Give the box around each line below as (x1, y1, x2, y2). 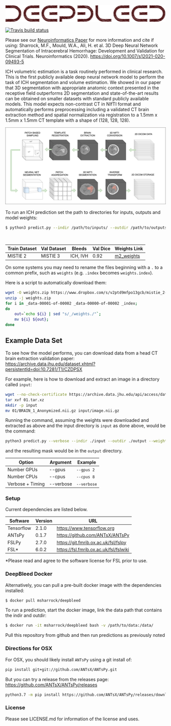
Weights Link (115, 246, 144, 252)
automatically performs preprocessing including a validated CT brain (5, 106, 149, 112)
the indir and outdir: (5, 612, 47, 619)
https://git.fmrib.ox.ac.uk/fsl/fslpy (56, 539, 127, 545)
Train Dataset (7, 246, 37, 252)
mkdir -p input (5, 402, 38, 408)
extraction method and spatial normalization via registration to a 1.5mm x (5, 112, 158, 118)
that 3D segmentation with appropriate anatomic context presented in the (5, 85, 159, 91)
